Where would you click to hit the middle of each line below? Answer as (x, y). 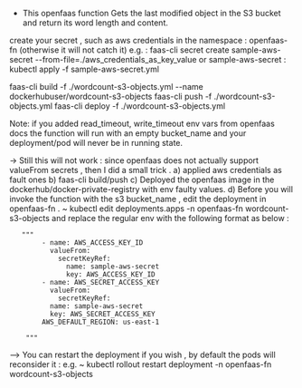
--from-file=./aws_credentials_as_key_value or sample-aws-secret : (160, 59)
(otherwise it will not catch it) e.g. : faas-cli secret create (124, 50)
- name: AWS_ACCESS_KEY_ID (93, 243)
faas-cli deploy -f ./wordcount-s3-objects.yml (140, 106)
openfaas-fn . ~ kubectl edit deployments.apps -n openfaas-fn (127, 209)
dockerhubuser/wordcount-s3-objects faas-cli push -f (111, 96)
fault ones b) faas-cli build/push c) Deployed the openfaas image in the (142, 179)
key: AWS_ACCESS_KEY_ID (111, 275)
